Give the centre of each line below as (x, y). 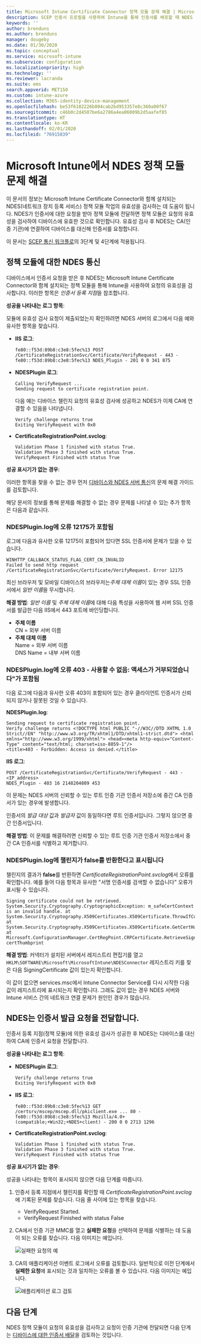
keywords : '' (22, 23)
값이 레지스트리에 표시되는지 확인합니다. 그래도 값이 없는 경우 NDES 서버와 (93, 990)
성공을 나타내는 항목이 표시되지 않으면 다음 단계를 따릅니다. (75, 1180)
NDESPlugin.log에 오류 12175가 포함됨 (60, 527)
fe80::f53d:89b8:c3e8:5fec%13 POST (59, 350)
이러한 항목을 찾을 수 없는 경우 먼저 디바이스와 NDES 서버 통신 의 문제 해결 (92, 482)
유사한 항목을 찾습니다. (33, 326)
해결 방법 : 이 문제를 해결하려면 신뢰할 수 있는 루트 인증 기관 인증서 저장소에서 (95, 836)
